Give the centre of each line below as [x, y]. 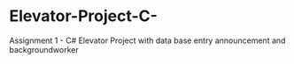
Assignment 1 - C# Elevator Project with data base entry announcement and [147, 40]
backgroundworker [44, 49]
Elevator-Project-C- [83, 16]
